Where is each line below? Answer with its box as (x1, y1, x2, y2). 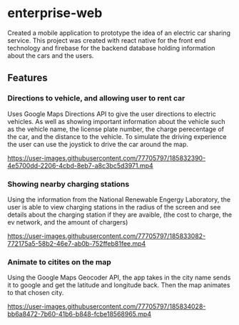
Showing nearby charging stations (7, 179, 130, 189)
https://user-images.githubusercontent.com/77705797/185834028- (7, 302, 206, 311)
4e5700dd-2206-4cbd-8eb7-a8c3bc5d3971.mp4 (7, 161, 153, 170)
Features (7, 72, 48, 84)
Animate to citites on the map (7, 257, 112, 267)
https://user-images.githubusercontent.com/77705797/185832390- (7, 153, 206, 162)
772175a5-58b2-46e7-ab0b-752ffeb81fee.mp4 (7, 239, 146, 247)
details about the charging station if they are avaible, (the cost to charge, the (7, 210, 233, 219)
